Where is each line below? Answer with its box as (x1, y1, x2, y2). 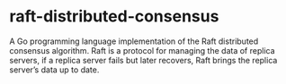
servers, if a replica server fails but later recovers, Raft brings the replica (9, 55, 278, 65)
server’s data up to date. (9, 64, 100, 75)
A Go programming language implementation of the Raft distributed (9, 36, 259, 46)
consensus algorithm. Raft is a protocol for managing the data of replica (9, 45, 276, 55)
